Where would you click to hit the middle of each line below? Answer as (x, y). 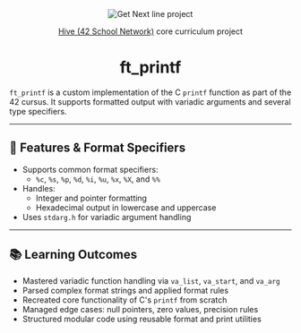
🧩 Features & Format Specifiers (98, 148)
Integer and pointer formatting (91, 198)
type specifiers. (38, 111)
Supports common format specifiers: (90, 169)
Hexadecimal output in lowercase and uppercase (126, 207)
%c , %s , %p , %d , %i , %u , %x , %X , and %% (98, 179)
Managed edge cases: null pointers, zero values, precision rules (140, 309)
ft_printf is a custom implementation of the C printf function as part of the (150, 92)
